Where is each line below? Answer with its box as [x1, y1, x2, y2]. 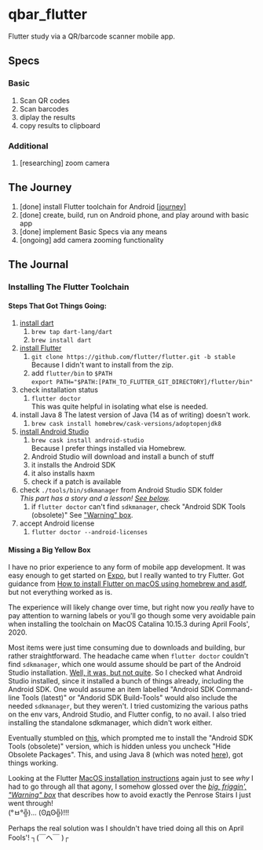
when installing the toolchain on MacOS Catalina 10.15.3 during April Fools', [8, 619, 250, 629]
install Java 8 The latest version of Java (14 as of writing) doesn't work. [19, 410, 251, 420]
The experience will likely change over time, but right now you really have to [8, 603, 255, 612]
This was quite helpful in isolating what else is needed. [31, 402, 208, 412]
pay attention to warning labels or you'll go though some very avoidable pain [8, 611, 256, 621]
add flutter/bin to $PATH [31, 368, 112, 378]
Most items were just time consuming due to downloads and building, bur [8, 643, 246, 653]
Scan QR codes [19, 96, 71, 105]
